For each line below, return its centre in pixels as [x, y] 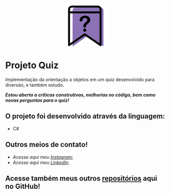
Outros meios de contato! [47, 145]
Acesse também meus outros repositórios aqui [81, 178]
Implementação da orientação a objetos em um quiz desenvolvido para [80, 79]
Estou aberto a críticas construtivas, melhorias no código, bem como [80, 94]
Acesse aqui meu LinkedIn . [41, 162]
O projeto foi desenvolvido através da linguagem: [85, 116]
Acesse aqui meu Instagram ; [43, 157]
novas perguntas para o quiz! [38, 100]
